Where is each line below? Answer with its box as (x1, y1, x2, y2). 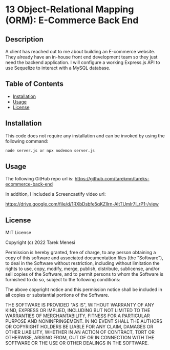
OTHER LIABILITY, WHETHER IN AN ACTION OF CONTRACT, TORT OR (5, 329, 155, 335)
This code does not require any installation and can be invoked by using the (5, 132, 165, 139)
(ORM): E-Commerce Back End (5, 14, 139, 26)
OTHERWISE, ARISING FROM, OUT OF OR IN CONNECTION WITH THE (5, 335, 155, 341)
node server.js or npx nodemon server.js (5, 148, 95, 153)
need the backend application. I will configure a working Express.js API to (5, 59, 160, 65)
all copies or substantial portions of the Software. (5, 292, 109, 298)
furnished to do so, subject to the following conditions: (5, 277, 120, 283)
